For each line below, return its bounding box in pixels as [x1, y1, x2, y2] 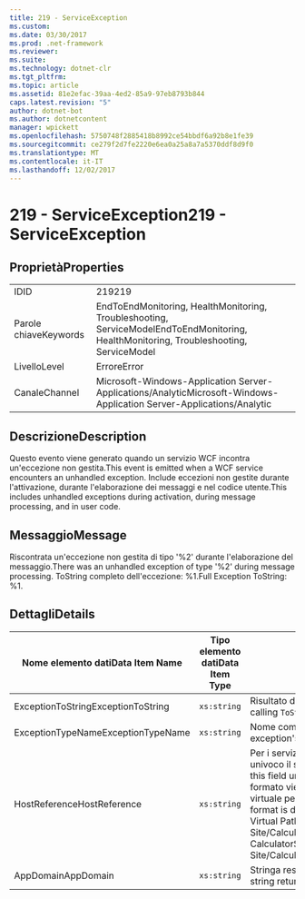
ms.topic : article [9, 81, 79, 90]
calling [249, 706, 279, 718]
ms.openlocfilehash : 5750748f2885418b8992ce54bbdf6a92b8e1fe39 [9, 132, 254, 141]
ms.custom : [9, 22, 51, 31]
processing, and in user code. [9, 501, 121, 512]
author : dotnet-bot [9, 106, 84, 115]
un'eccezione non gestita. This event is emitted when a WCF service [9, 462, 263, 473]
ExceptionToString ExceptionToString [14, 700, 170, 713]
